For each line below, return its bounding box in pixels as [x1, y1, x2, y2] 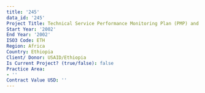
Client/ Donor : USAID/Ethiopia [6, 54, 87, 61]
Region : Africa [6, 43, 45, 50]
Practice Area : [6, 65, 45, 72]
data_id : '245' [6, 15, 45, 21]
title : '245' [6, 9, 40, 15]
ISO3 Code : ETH [6, 37, 45, 43]
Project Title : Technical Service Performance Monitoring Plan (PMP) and [6, 20, 199, 26]
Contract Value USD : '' [6, 77, 68, 83]
